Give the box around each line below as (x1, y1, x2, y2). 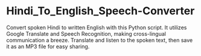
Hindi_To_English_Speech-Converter (6, 4, 195, 18)
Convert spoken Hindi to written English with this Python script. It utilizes (6, 24, 187, 31)
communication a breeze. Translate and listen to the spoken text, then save (6, 36, 193, 43)
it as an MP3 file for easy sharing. (6, 43, 90, 50)
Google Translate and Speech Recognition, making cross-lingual (6, 30, 166, 37)
